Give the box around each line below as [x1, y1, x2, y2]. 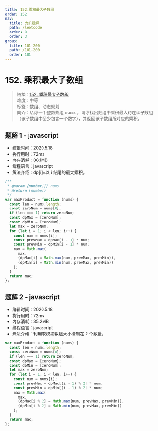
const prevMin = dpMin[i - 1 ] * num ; [14, 242, 90, 247]
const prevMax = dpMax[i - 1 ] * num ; [14, 238, 90, 242]
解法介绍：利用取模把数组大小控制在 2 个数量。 [12, 331, 106, 337]
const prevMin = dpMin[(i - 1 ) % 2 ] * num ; [14, 385, 103, 390]
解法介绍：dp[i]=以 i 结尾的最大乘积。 [12, 169, 87, 175]
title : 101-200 [9, 43, 40, 48]
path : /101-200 [9, 48, 40, 52]
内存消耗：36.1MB [12, 157, 48, 163]
